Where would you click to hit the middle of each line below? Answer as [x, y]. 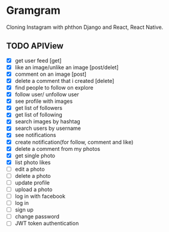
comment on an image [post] [51, 74]
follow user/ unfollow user [47, 94]
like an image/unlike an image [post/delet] [67, 67]
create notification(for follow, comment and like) [74, 142]
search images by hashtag [48, 121]
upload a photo [34, 189]
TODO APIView [35, 46]
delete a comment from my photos [58, 148]
